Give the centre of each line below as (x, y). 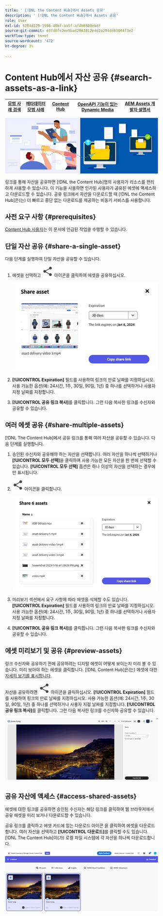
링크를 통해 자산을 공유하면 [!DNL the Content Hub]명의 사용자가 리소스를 (75, 182)
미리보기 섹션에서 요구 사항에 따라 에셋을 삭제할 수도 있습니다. (70, 599)
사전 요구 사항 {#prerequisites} (50, 217)
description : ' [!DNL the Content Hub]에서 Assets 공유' (62, 15)
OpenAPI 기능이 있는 (98, 104)
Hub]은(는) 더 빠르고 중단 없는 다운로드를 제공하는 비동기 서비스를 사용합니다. (78, 200)
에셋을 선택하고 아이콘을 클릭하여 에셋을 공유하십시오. (69, 275)
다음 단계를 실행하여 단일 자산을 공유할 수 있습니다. (53, 259)
